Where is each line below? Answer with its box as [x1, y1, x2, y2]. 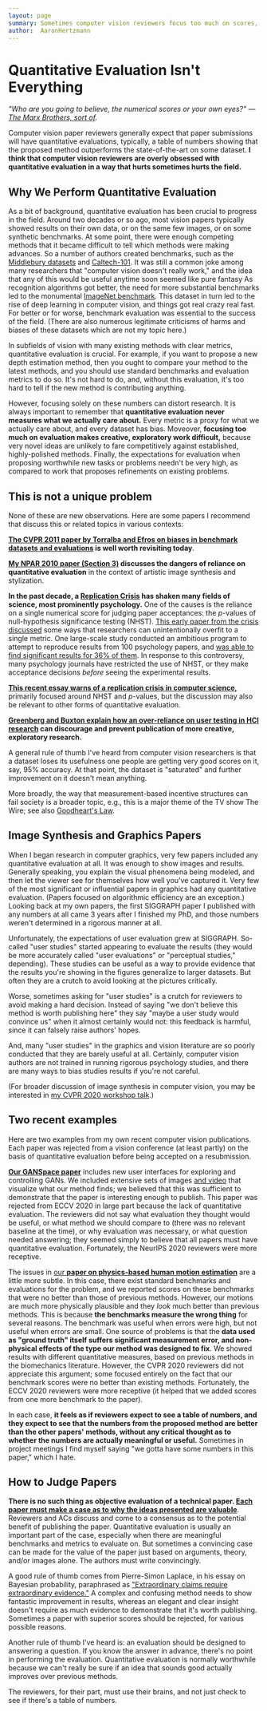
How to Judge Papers [8, 1475, 117, 1489]
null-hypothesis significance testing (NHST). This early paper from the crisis [8, 616, 259, 626]
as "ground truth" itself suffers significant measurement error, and [8, 1335, 235, 1345]
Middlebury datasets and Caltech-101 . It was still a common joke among [8, 257, 245, 267]
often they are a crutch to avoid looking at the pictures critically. [8, 976, 218, 985]
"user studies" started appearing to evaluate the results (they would [29, 941, 253, 951]
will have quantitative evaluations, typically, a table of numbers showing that [8, 137, 258, 146]
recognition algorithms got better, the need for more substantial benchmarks [8, 283, 260, 292]
